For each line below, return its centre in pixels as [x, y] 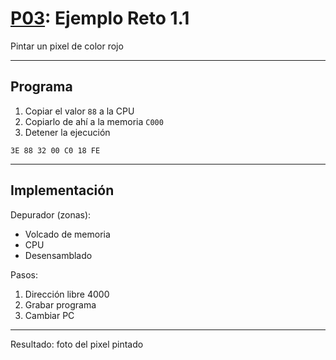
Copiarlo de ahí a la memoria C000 [94, 121]
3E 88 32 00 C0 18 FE [55, 150]
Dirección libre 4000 [67, 294]
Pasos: [24, 274]
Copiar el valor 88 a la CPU [79, 111]
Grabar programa [60, 304]
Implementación [62, 190]
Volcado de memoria [67, 234]
